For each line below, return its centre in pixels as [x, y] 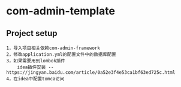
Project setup [32, 33]
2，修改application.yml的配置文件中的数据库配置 [61, 55]
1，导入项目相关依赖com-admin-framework [53, 48]
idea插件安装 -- [35, 67]
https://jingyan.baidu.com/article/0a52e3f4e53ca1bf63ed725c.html [91, 73]
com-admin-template [61, 11]
